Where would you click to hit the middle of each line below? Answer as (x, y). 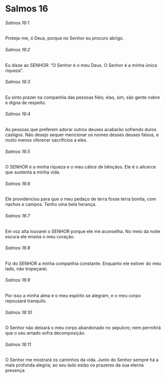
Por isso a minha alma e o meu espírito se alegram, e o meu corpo (73, 296)
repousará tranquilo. (26, 301)
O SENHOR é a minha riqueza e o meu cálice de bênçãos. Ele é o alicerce (81, 167)
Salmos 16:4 (18, 114)
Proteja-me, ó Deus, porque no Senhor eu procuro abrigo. (65, 38)
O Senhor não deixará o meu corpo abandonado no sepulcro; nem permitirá (83, 328)
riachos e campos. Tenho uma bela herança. (51, 204)
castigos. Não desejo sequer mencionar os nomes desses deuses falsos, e (82, 135)
